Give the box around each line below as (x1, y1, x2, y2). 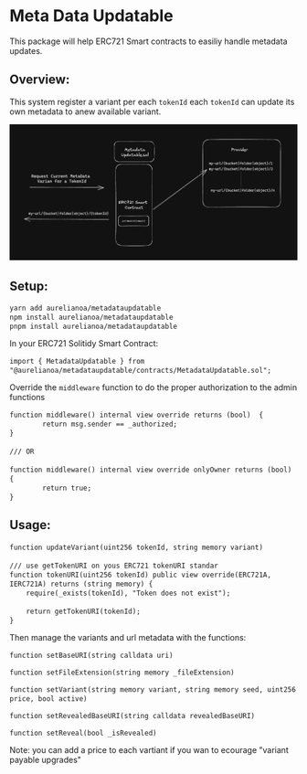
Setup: (9, 278, 48, 293)
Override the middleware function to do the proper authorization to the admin (9, 382, 298, 393)
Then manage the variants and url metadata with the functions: (9, 631, 247, 642)
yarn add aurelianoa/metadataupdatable (9, 303, 162, 313)
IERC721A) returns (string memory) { (9, 579, 153, 588)
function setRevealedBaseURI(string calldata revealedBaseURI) (9, 711, 256, 720)
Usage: (9, 517, 52, 533)
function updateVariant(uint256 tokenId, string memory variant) (9, 543, 263, 552)
